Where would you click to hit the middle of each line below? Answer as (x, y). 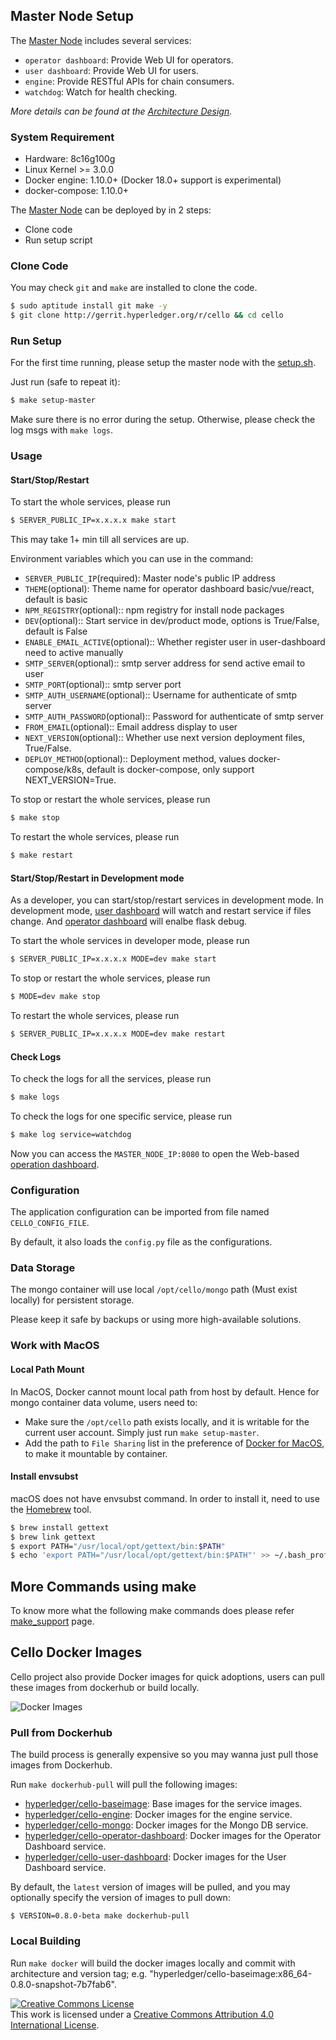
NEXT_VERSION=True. (70, 780)
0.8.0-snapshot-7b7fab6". (63, 1984)
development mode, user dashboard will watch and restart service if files (161, 911)
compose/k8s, (54, 770)
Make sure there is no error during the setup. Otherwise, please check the (163, 420)
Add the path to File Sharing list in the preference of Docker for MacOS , (174, 1443)
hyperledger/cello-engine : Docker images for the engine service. (158, 1815)
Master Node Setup (72, 16)
